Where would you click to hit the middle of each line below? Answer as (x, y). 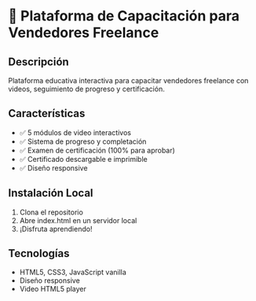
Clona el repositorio (51, 212)
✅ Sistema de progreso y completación (83, 141)
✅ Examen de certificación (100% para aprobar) (97, 150)
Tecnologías (39, 253)
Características (47, 114)
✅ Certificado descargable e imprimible (83, 159)
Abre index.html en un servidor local (78, 220)
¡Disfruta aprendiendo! (56, 229)
